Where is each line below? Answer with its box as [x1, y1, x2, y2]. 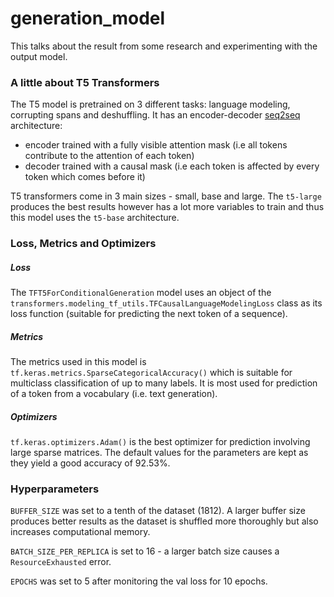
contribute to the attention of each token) [24, 150, 195, 162]
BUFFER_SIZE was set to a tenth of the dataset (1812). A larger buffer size [10, 505, 306, 517]
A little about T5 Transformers [10, 75, 160, 89]
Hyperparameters [10, 482, 100, 496]
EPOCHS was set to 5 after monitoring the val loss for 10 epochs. [10, 575, 268, 587]
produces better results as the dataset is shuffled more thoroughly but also [10, 515, 319, 527]
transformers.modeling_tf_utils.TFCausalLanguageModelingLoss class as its [10, 297, 323, 309]
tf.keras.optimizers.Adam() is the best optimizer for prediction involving [10, 436, 311, 448]
